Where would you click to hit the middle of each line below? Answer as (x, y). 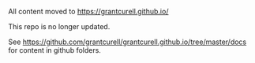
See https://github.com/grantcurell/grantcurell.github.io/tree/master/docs (127, 42)
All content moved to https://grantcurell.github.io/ (88, 11)
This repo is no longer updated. (59, 26)
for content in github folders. (54, 50)
